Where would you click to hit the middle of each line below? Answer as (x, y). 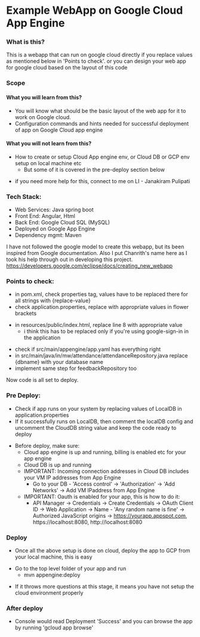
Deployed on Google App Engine (55, 229)
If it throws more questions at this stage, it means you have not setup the (104, 586)
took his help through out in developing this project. (70, 260)
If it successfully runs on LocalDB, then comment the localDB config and (104, 421)
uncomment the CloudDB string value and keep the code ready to (96, 427)
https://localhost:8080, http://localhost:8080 (87, 522)
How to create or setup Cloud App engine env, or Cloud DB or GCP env (102, 157)
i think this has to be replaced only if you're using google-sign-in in (106, 331)
